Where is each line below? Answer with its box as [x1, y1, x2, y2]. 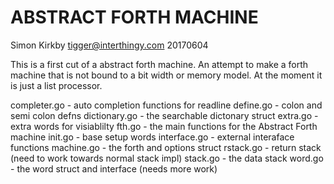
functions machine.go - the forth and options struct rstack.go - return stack [10, 141, 322, 153]
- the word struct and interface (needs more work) [10, 162, 218, 175]
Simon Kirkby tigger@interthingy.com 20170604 [10, 39, 209, 51]
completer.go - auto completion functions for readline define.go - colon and [10, 99, 323, 111]
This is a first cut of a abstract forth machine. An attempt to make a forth [10, 58, 309, 70]
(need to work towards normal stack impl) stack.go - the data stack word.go [10, 152, 324, 164]
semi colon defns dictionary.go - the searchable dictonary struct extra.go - [10, 109, 319, 121]
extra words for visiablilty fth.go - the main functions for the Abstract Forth [10, 120, 318, 132]
